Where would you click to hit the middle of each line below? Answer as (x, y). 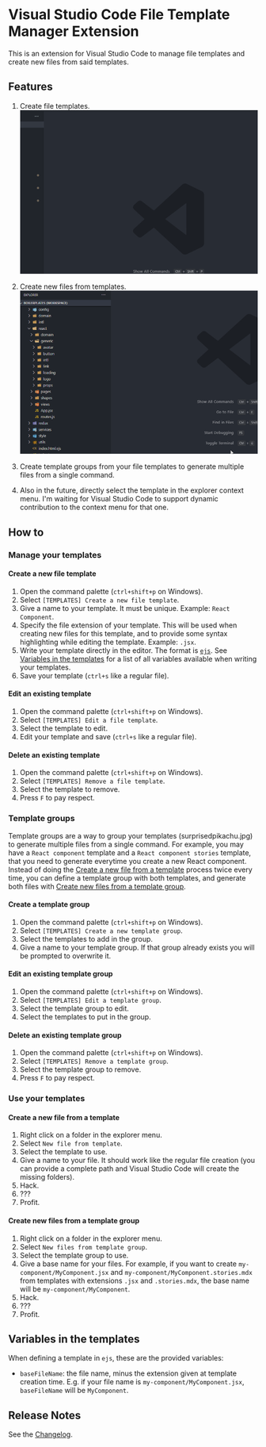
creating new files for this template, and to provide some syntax (123, 633)
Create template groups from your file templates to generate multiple (132, 466)
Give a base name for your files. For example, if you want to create (128, 1264)
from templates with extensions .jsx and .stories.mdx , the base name (134, 1280)
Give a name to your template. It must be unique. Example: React (125, 608)
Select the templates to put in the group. (85, 1017)
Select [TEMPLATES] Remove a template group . (94, 1061)
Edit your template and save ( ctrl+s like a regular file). (108, 737)
